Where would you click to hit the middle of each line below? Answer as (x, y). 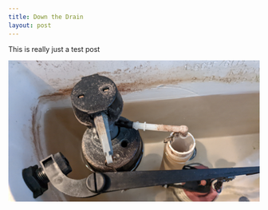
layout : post (30, 25)
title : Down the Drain (46, 17)
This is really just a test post (54, 49)
